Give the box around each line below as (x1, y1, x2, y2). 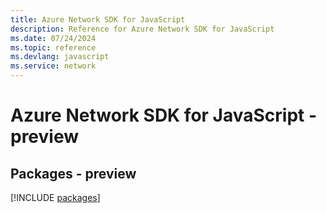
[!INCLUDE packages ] (10, 192, 101, 203)
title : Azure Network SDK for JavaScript (10, 14, 186, 25)
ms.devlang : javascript (10, 52, 110, 62)
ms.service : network (10, 61, 97, 71)
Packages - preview (10, 165, 137, 182)
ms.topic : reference (10, 42, 97, 53)
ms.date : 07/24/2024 (10, 33, 97, 43)
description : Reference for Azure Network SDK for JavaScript (10, 24, 275, 34)
